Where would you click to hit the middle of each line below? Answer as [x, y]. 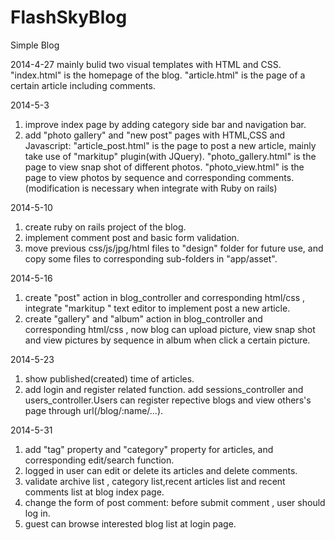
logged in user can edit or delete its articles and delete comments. [161, 470]
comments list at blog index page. [94, 492]
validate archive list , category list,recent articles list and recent [155, 481]
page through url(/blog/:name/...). [94, 410]
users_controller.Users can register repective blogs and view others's [168, 400]
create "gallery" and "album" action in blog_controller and [143, 318]
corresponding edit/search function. [99, 460]
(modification [52, 188]
